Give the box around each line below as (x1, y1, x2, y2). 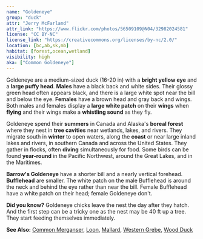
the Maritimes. (6, 159, 42, 166)
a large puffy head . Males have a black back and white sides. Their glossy (6, 82, 193, 90)
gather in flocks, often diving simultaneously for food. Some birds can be (6, 146, 189, 153)
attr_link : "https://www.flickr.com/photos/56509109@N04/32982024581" (6, 25, 188, 32)
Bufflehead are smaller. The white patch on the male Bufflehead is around (6, 177, 191, 184)
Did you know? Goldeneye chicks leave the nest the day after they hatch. (6, 201, 190, 209)
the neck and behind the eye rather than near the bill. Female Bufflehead (6, 183, 187, 191)
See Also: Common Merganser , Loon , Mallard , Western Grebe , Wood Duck (6, 226, 193, 233)
